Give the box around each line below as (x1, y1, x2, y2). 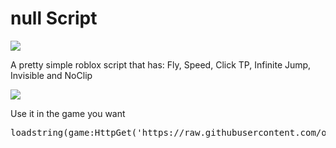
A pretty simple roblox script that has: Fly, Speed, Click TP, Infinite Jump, (10, 58, 312, 71)
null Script (10, 7, 98, 30)
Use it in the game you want (10, 107, 126, 119)
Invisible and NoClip (10, 69, 93, 81)
